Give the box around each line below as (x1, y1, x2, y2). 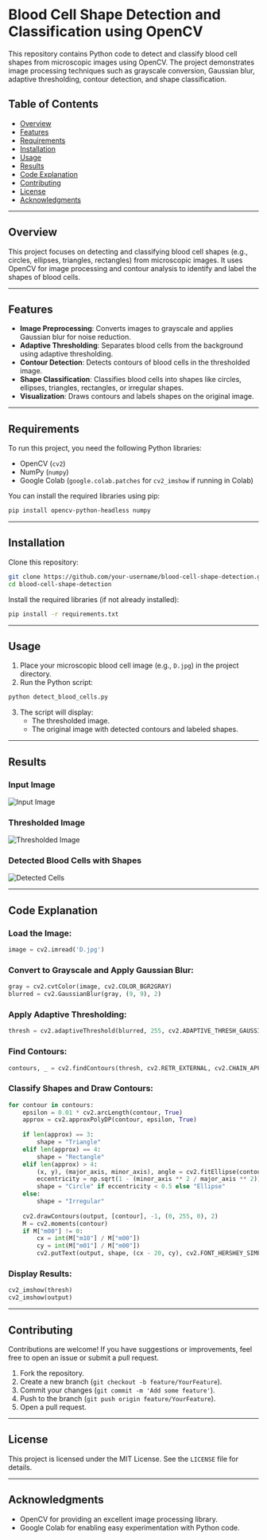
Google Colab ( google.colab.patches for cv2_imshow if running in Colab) (19, 476, 254, 486)
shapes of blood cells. (8, 272, 81, 282)
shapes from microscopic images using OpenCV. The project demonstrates (8, 57, 255, 67)
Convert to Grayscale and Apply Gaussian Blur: (8, 964, 195, 975)
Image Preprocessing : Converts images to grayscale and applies (19, 324, 234, 333)
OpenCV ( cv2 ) (19, 459, 66, 468)
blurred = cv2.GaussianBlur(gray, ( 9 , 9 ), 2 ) (8, 991, 161, 998)
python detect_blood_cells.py (8, 693, 109, 701)
